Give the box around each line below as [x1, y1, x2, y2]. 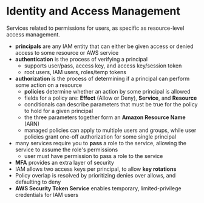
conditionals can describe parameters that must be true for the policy [24, 100, 198, 108]
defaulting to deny [15, 178, 61, 185]
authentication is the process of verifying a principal [15, 55, 148, 63]
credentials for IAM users [15, 191, 79, 198]
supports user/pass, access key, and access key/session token [24, 62, 182, 69]
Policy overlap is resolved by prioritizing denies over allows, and [15, 171, 176, 179]
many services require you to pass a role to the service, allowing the [15, 139, 187, 146]
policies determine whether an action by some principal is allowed [24, 88, 191, 95]
